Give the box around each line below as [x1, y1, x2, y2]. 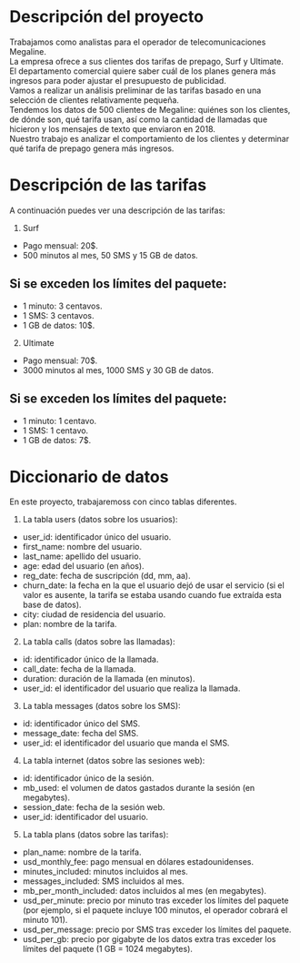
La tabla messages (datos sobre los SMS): [22, 701, 181, 712]
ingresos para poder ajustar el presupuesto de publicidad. [9, 75, 227, 86]
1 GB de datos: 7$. [22, 434, 92, 445]
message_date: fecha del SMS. [22, 728, 139, 739]
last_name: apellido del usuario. [22, 551, 142, 562]
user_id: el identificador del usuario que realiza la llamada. [22, 683, 241, 694]
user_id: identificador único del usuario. [22, 532, 172, 542]
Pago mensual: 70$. [22, 355, 98, 366]
